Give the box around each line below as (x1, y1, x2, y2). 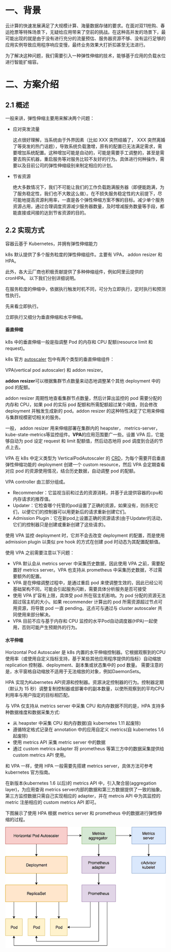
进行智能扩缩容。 (5, 59, 41, 65)
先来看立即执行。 (5, 303, 41, 309)
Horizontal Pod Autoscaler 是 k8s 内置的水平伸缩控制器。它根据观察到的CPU (5, 649, 166, 655)
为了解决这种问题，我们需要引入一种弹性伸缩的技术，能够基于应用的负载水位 (5, 52, 166, 59)
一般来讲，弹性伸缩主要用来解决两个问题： (5, 115, 95, 121)
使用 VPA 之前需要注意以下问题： (5, 550, 75, 556)
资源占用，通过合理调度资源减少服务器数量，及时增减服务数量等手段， (12, 203, 160, 209)
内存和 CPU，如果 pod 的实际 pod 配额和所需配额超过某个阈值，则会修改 (5, 401, 158, 408)
